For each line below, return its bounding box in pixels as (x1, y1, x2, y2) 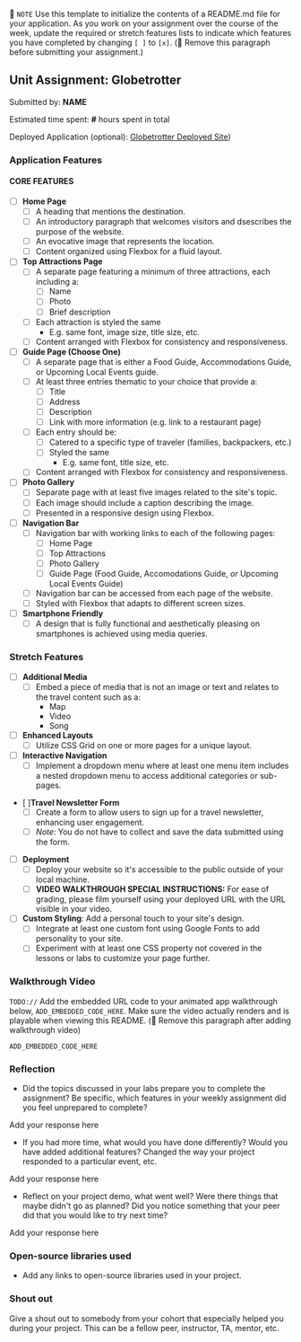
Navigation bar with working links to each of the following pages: (35, 527, 276, 538)
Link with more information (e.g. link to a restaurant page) (48, 417, 262, 428)
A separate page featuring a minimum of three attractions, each (35, 266, 271, 278)
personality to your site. (35, 933, 124, 944)
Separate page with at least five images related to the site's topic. (35, 487, 278, 498)
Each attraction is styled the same (35, 316, 161, 327)
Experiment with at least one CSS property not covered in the (35, 943, 262, 954)
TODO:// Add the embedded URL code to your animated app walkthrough (9, 995, 278, 1006)
